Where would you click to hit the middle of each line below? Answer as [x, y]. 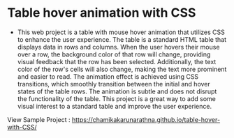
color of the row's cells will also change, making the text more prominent [122, 69]
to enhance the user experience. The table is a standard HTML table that [122, 39]
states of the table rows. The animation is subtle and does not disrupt [117, 91]
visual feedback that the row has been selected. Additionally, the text [117, 61]
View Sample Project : [39, 119]
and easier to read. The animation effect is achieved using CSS [108, 76]
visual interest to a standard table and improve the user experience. [114, 106]
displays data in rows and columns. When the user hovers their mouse [118, 47]
